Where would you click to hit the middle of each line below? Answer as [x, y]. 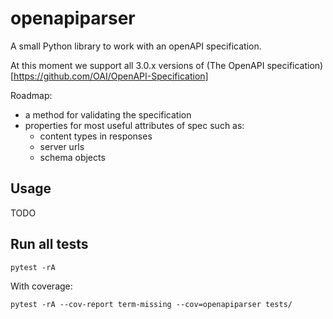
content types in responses [96, 136]
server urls [62, 146]
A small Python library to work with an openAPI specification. [136, 46]
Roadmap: [31, 95]
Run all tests [49, 244]
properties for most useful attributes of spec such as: [134, 125]
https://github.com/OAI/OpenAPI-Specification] [111, 76]
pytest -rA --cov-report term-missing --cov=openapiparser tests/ [151, 304]
